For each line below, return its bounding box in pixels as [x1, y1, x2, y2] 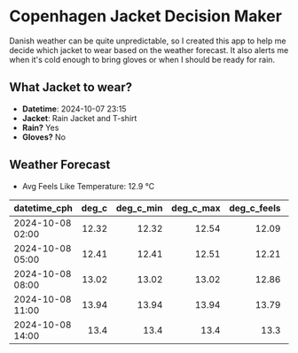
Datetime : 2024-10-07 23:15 [21, 104, 127, 114]
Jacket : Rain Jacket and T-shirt [21, 112, 137, 123]
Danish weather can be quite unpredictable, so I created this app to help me [9, 35, 286, 46]
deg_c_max [171, 202, 221, 214]
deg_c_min [115, 202, 163, 214]
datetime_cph [13, 202, 74, 214]
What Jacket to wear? [9, 80, 133, 95]
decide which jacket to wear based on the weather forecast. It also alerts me [9, 44, 289, 55]
